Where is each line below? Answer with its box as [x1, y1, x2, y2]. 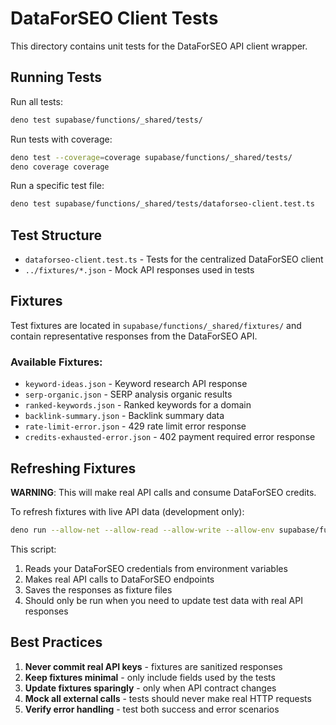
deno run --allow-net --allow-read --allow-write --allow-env [10, 525, 275, 535]
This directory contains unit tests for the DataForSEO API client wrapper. [10, 40, 308, 52]
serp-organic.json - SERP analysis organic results [24, 388, 233, 401]
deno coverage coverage [10, 162, 110, 172]
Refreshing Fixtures [10, 460, 137, 477]
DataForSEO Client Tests [10, 7, 219, 30]
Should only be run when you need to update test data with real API [24, 594, 303, 606]
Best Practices [10, 634, 103, 651]
